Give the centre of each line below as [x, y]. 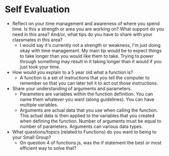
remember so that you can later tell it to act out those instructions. [89, 83]
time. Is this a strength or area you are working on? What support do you [88, 29]
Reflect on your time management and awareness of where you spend [86, 23]
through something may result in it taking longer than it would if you [91, 61]
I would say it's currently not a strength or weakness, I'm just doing [90, 45]
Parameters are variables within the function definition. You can [86, 94]
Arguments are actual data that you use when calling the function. [89, 110]
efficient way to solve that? [48, 148]
